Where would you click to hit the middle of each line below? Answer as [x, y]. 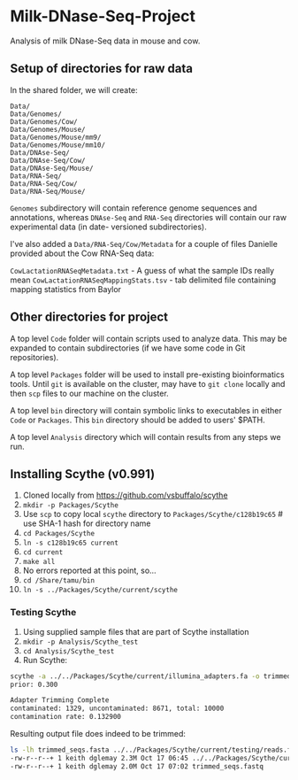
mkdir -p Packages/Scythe [70, 506]
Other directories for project [89, 317]
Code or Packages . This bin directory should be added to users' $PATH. [138, 420]
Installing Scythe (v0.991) [83, 474]
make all [39, 562]
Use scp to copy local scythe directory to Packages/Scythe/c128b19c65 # [153, 514]
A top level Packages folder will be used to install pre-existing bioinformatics [148, 375]
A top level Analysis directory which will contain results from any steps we [145, 436]
